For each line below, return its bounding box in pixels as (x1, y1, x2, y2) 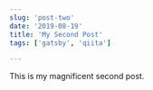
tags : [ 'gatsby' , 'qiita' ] (9, 38, 111, 48)
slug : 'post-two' (9, 13, 75, 22)
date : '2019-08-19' (9, 22, 83, 31)
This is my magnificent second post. (9, 71, 145, 82)
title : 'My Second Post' (9, 30, 103, 39)
